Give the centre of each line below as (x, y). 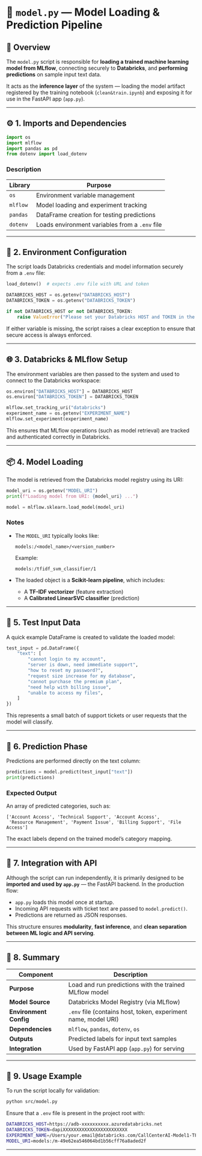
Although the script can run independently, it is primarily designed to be (95, 878)
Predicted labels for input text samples (123, 1039)
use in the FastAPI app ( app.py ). (46, 99)
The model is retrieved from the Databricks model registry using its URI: (95, 479)
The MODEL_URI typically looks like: (57, 535)
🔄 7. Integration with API (52, 863)
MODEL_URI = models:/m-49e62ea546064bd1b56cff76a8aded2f (76, 1141)
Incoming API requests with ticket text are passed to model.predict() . (101, 908)
